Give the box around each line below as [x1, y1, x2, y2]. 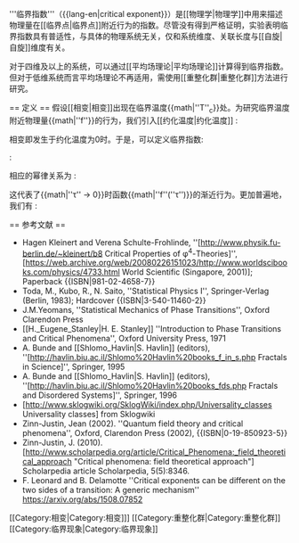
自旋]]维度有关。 [9, 42, 70, 53]
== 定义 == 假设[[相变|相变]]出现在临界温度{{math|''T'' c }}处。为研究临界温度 [9, 103, 290, 115]
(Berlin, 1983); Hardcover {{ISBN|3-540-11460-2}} [21, 295, 206, 306]
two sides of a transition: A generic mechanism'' [21, 485, 200, 496]
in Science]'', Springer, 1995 [21, 361, 125, 373]
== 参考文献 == [9, 218, 66, 230]
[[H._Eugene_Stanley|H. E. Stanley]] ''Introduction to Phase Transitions [21, 324, 282, 334]
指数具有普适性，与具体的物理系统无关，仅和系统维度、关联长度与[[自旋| [16, 31, 283, 41]
